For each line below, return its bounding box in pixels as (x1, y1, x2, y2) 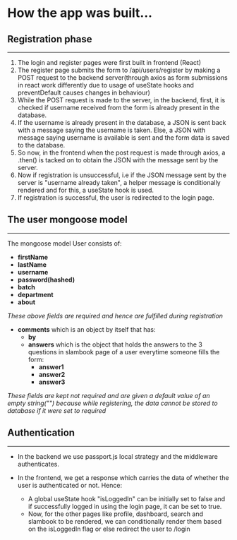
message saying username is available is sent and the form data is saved (17, 133, 230, 142)
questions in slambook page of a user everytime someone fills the (28, 347, 220, 356)
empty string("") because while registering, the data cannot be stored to (7, 399, 218, 407)
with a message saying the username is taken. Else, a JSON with (17, 126, 206, 134)
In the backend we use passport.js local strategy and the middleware (17, 452, 219, 460)
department (17, 290, 54, 299)
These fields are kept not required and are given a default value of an (7, 391, 210, 400)
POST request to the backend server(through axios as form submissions (17, 73, 228, 82)
